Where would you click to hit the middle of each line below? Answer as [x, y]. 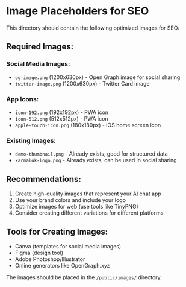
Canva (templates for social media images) [68, 246]
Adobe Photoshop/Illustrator [50, 259]
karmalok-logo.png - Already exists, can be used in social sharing [96, 160]
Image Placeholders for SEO [78, 11]
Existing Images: [31, 140]
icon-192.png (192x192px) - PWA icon [62, 112]
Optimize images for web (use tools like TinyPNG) [76, 207]
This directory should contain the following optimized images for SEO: [93, 28]
